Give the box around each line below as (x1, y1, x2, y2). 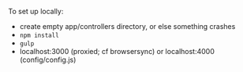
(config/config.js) (19, 55, 77, 64)
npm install (19, 31, 59, 39)
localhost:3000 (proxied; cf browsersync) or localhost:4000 (19, 47, 215, 56)
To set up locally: (8, 7, 64, 16)
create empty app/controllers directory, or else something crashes (19, 22, 236, 31)
